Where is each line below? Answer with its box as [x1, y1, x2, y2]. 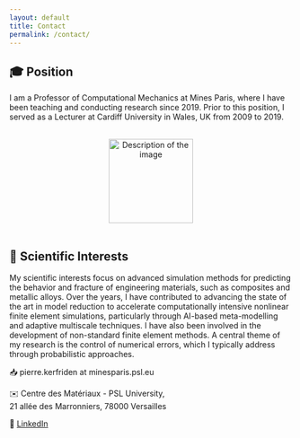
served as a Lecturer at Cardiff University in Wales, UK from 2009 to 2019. [9, 111, 285, 122]
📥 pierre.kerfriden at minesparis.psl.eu [9, 367, 154, 377]
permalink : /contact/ [9, 30, 91, 39]
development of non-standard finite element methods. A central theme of [9, 329, 281, 340]
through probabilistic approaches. [9, 349, 135, 359]
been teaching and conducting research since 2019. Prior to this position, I [9, 102, 285, 113]
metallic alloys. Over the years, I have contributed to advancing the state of [9, 292, 287, 302]
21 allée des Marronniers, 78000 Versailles [9, 401, 167, 411]
